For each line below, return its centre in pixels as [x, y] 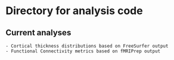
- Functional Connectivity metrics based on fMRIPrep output [83, 51]
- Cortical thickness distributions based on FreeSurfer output [87, 46]
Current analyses [38, 33]
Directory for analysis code [74, 11]
